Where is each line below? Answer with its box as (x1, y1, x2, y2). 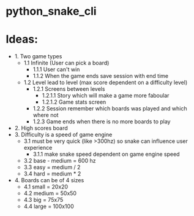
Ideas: (6, 33, 38, 47)
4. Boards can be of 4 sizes (14, 177, 84, 184)
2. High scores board (14, 125, 68, 132)
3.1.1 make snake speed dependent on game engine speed (32, 150, 180, 158)
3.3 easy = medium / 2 (23, 164, 81, 171)
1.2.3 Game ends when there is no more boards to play (32, 118, 171, 125)
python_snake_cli (6, 4, 97, 18)
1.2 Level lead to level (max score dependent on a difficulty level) (23, 79, 188, 87)
